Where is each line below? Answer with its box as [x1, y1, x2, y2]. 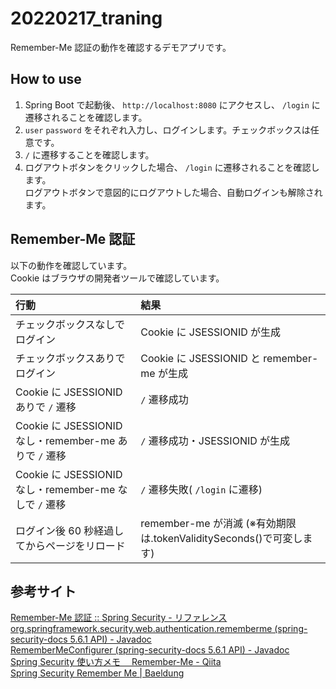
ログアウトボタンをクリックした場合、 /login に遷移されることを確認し [24, 161, 320, 173]
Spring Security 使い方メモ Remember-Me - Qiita [10, 656, 222, 668]
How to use [10, 71, 82, 88]
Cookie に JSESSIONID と [140, 351, 262, 365]
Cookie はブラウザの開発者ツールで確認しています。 [10, 272, 225, 284]
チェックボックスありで [15, 351, 126, 365]
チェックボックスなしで [15, 317, 126, 331]
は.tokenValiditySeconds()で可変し [140, 531, 303, 545]
